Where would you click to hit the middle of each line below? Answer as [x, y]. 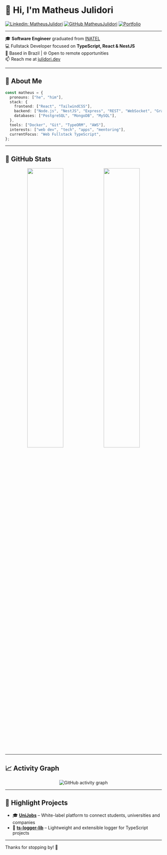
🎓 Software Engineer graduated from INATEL [53, 38]
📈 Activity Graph [32, 768]
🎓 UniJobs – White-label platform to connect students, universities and [86, 815]
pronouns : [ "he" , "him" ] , [37, 97]
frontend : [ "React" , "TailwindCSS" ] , [53, 106]
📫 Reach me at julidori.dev [33, 59]
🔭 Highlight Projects [37, 803]
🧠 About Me [24, 81]
